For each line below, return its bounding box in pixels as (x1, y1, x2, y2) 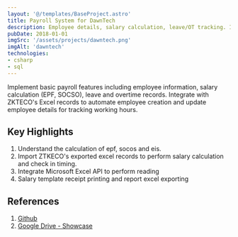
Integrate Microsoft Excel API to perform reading (17, 167, 159, 176)
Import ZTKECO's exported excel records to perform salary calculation (17, 152, 225, 160)
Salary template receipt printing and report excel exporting (17, 175, 189, 183)
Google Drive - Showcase (17, 221, 93, 231)
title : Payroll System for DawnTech (7, 17, 115, 24)
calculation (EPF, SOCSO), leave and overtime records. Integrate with (7, 90, 209, 99)
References (7, 195, 59, 207)
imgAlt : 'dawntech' (7, 43, 65, 50)
